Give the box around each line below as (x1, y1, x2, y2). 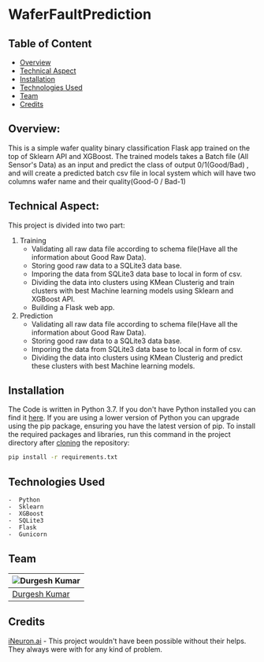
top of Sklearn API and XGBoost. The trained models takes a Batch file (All (8, 151, 249, 161)
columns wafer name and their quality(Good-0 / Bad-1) (8, 176, 187, 186)
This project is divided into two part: (8, 220, 125, 230)
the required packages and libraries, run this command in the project (8, 430, 231, 439)
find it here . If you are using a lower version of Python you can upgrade (8, 413, 240, 423)
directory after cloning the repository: (8, 438, 130, 448)
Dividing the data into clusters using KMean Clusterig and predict (31, 353, 244, 362)
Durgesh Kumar (12, 588, 70, 599)
